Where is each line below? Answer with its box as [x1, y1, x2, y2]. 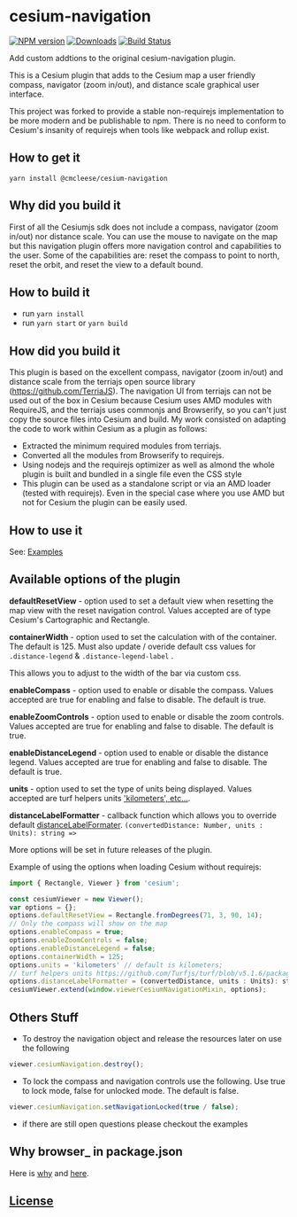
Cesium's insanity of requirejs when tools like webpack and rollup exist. [9, 124, 270, 135]
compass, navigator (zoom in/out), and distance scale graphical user [9, 79, 260, 90]
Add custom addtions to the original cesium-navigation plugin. [9, 52, 236, 63]
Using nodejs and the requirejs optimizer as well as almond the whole [21, 459, 276, 471]
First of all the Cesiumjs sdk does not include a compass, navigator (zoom [9, 222, 278, 232]
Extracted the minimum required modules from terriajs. [21, 441, 222, 451]
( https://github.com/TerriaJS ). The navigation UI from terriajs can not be [9, 386, 272, 396]
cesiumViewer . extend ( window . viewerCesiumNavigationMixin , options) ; [9, 986, 267, 995]
